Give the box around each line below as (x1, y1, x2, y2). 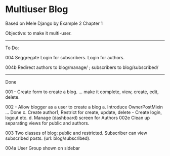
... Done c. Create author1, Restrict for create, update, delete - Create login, (5, 109, 162, 115)
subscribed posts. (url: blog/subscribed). (5, 135, 91, 141)
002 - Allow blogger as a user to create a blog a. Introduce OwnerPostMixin (5, 104, 163, 110)
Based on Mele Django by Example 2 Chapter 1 (5, 20, 103, 26)
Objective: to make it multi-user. (5, 30, 72, 36)
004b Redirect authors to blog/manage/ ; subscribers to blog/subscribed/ (5, 64, 159, 70)
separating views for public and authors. (5, 120, 90, 126)
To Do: (5, 45, 19, 51)
